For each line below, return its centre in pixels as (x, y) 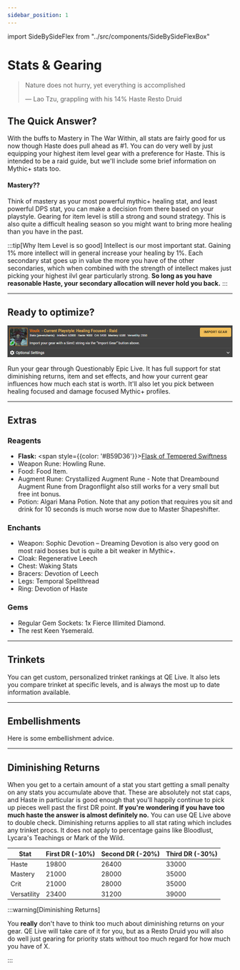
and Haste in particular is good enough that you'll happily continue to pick (116, 800)
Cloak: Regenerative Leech (57, 559)
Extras (22, 420)
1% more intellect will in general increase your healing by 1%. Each (105, 253)
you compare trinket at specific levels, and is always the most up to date (114, 684)
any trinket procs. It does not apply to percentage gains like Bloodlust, (110, 830)
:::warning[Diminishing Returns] (54, 910)
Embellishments (44, 721)
